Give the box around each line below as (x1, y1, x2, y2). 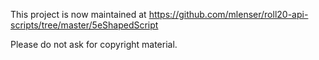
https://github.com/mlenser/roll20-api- (148, 9, 309, 20)
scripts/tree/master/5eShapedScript (10, 19, 159, 31)
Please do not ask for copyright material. (10, 39, 178, 50)
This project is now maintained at (10, 9, 147, 20)
